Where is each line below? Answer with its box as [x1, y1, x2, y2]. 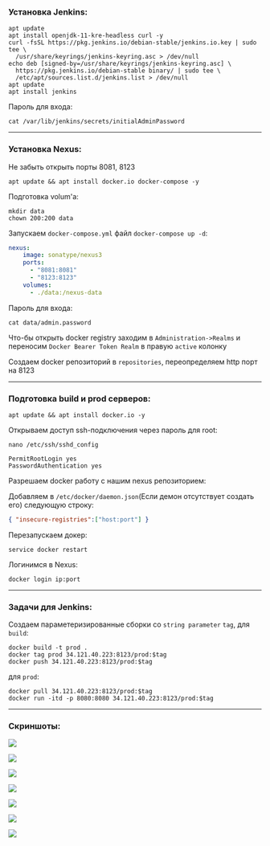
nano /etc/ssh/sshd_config [8, 441, 99, 449]
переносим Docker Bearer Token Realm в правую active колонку [8, 341, 227, 351]
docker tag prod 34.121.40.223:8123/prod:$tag [8, 651, 167, 659]
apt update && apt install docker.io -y [8, 411, 146, 419]
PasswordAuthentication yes [8, 462, 103, 470]
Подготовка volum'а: [8, 191, 79, 201]
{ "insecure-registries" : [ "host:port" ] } [8, 516, 149, 524]
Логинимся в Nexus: [8, 559, 79, 569]
